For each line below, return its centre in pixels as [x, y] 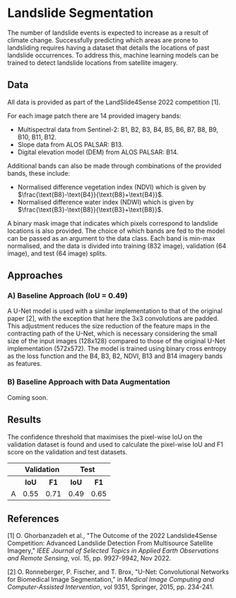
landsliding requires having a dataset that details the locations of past [108, 47]
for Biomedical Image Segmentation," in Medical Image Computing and [111, 580]
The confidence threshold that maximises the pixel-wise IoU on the [105, 437]
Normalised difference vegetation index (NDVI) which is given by [112, 187]
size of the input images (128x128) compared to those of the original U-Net [116, 341]
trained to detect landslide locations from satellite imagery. [93, 62]
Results [24, 420]
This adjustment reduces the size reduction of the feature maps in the [109, 326]
